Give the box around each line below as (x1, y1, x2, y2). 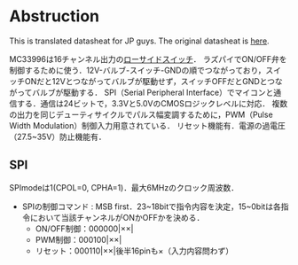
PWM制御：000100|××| (35, 234, 122, 245)
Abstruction (9, 6, 100, 27)
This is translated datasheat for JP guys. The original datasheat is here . (9, 35, 270, 46)
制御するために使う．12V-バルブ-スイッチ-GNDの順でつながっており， (9, 65, 266, 75)
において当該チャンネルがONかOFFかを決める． (29, 212, 205, 222)
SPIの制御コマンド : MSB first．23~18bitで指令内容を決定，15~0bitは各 (21, 201, 281, 212)
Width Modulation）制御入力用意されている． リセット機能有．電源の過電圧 (9, 120, 286, 130)
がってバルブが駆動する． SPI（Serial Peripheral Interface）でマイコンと (9, 87, 274, 97)
